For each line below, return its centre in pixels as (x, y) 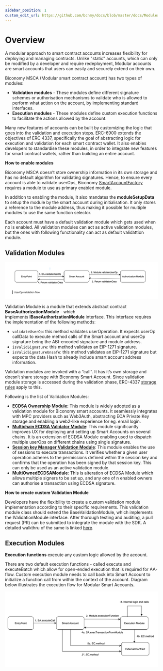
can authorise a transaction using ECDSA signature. (64, 483)
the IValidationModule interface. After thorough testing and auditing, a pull (79, 518)
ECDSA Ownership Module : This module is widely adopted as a (76, 406)
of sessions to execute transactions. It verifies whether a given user (80, 452)
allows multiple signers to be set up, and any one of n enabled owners (82, 478)
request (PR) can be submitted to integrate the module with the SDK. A (76, 523)
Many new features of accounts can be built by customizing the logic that (78, 128)
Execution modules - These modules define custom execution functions (85, 113)
